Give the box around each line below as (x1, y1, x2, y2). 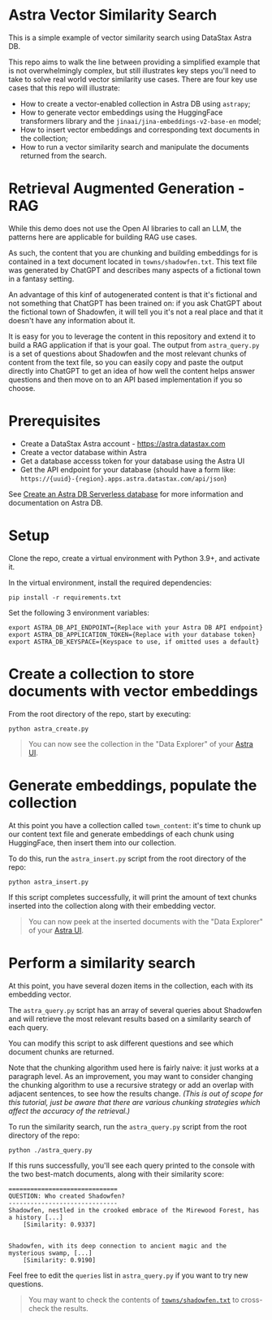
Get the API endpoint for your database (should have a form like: (19, 464, 236, 474)
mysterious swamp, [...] (8, 1248, 93, 1257)
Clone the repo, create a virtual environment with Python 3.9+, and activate (8, 553, 261, 563)
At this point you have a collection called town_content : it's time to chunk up (8, 820, 261, 830)
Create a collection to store (8, 664, 195, 683)
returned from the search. (19, 151, 107, 160)
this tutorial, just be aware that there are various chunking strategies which (8, 1097, 261, 1107)
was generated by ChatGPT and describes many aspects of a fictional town (8, 265, 261, 274)
